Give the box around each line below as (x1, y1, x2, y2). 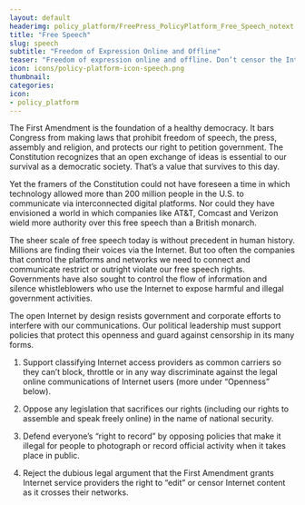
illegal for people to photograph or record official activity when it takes (22, 441, 286, 451)
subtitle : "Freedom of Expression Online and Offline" (9, 47, 221, 56)
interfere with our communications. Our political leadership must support (9, 320, 281, 332)
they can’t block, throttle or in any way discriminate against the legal (22, 367, 279, 378)
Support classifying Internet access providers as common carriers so (22, 357, 281, 368)
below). (22, 386, 52, 397)
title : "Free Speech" (9, 30, 92, 39)
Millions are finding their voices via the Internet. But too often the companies (9, 244, 295, 255)
